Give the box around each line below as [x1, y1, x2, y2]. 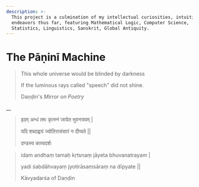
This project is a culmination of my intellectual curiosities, [11, 14, 174, 20]
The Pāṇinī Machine [6, 51, 106, 64]
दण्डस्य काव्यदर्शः [20, 140, 52, 147]
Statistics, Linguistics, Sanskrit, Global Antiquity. [11, 25, 150, 31]
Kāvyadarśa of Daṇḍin [20, 175, 75, 182]
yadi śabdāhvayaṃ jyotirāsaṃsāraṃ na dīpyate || [20, 163, 141, 170]
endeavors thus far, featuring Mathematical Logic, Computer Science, [11, 20, 190, 25]
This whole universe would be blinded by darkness [20, 70, 145, 78]
